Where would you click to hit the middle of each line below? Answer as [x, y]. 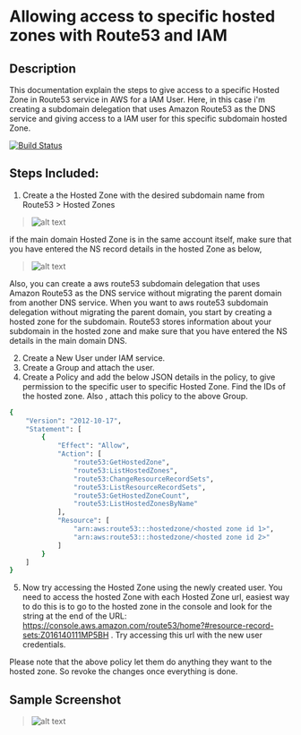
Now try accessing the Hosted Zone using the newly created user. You [152, 587]
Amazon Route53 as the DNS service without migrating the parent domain [146, 293]
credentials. [44, 645]
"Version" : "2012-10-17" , [74, 421]
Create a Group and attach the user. [88, 367]
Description [43, 68]
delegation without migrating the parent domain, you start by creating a [141, 312]
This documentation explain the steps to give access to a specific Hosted [144, 90]
